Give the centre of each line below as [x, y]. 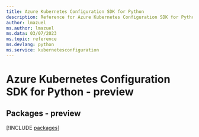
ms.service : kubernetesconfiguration [53, 50]
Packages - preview [44, 114]
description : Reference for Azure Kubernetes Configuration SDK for [92, 17]
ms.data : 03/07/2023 [32, 34]
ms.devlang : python [30, 45]
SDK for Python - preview [70, 92]
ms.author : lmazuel [30, 28]
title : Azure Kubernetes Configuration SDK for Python [75, 12]
